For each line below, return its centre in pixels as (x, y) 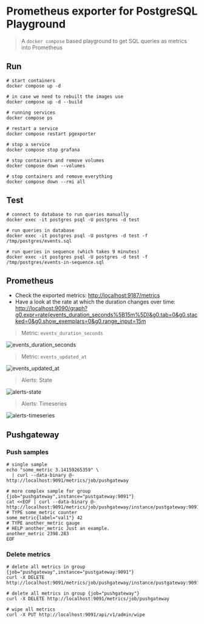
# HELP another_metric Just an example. (58, 529)
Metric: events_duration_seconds (62, 333)
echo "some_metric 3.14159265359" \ (53, 470)
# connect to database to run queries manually (68, 214)
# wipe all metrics (31, 609)
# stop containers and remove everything (59, 176)
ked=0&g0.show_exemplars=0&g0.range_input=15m (80, 321)
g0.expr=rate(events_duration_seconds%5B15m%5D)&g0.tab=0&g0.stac (106, 315)
